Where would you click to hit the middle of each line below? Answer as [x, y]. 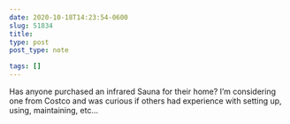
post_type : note [39, 50]
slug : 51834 [31, 26]
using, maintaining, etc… [54, 110]
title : [21, 34]
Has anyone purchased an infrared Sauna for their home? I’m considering [143, 91]
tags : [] [25, 66]
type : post [29, 42]
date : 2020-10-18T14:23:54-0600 [69, 17]
